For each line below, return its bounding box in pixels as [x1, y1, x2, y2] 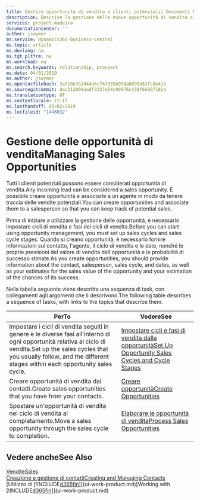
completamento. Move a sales [9, 417, 92, 425]
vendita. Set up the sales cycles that [9, 345, 108, 353]
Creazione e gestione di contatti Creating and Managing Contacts [6, 474, 165, 481]
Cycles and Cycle [121, 356, 171, 365]
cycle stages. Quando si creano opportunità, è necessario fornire [6, 236, 165, 243]
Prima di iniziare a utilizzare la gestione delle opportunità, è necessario [6, 217, 180, 224]
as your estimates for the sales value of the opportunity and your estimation [6, 267, 192, 275]
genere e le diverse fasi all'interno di [9, 330, 111, 339]
